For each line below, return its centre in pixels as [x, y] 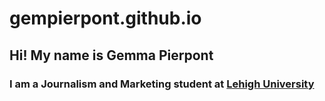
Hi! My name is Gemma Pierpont [111, 55]
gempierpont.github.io [105, 18]
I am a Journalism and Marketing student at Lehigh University [162, 84]
